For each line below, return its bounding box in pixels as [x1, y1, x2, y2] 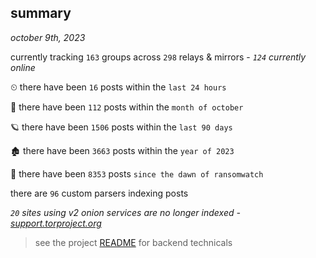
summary [10, 5, 72, 22]
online [10, 61, 36, 73]
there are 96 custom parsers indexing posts [10, 187, 189, 199]
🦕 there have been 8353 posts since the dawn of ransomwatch [10, 167, 264, 180]
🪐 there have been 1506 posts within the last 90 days [10, 121, 233, 133]
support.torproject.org [10, 217, 102, 229]
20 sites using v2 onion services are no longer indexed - [10, 206, 241, 218]
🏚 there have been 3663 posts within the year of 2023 [10, 144, 235, 156]
